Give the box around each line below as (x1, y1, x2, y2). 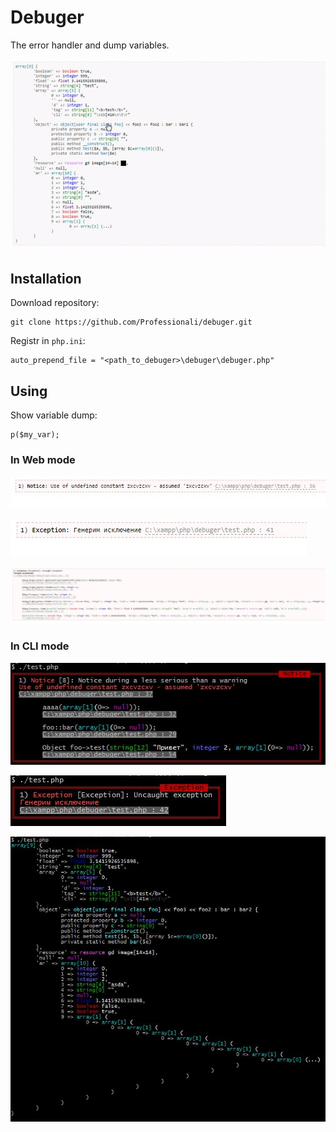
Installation (10, 270, 82, 287)
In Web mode (10, 453, 76, 467)
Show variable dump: (10, 409, 98, 421)
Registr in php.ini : (10, 335, 86, 347)
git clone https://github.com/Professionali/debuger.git (10, 317, 253, 328)
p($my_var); (10, 430, 60, 440)
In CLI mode (10, 639, 70, 653)
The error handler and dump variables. (10, 39, 170, 51)
